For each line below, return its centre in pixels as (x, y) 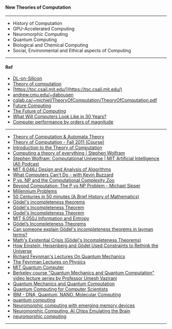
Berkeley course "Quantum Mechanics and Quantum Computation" (83, 273)
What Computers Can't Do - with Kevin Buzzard (63, 175)
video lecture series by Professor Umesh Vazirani (65, 278)
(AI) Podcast (26, 164)
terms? (20, 235)
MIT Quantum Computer (38, 268)
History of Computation (37, 24)
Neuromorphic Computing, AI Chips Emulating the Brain (71, 311)
